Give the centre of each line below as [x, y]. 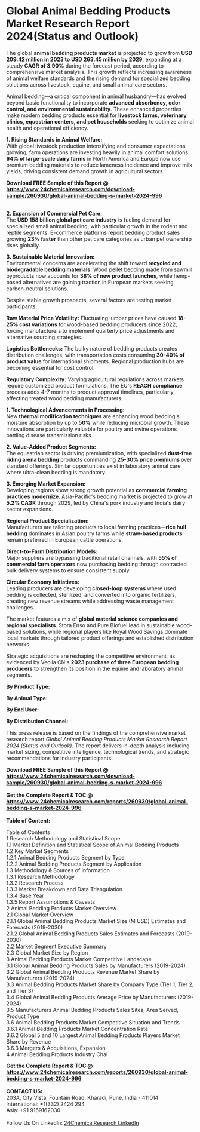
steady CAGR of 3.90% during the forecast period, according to [85, 65]
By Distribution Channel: [37, 721]
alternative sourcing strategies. [44, 337]
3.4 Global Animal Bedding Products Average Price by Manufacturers [91, 997]
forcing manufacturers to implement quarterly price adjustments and [90, 330]
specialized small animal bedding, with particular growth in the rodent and [97, 226]
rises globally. [23, 245]
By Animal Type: [27, 698]
